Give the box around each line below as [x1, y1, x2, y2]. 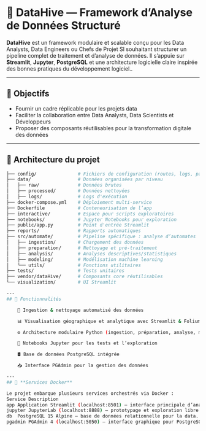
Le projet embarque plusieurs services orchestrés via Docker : [6, 390, 174, 397]
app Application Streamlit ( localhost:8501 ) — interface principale [6, 402, 185, 408]
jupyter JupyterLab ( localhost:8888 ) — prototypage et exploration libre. [6, 408, 202, 414]
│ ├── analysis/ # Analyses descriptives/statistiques [6, 250, 177, 257]
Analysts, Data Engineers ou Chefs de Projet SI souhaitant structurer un [6, 45, 187, 53]
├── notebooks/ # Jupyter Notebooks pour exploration [6, 216, 177, 223]
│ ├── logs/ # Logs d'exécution [6, 193, 128, 200]
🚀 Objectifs [6, 88, 50, 99]
